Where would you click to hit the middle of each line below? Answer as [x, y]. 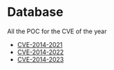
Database [35, 12]
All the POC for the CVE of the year [57, 31]
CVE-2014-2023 [40, 59]
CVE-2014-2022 [40, 52]
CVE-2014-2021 [40, 44]
